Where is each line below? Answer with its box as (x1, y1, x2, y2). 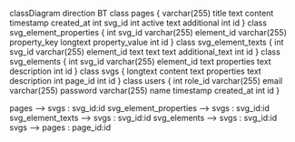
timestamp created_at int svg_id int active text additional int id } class (9, 17, 268, 28)
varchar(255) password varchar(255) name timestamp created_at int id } (9, 86, 280, 96)
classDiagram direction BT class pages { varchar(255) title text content (9, 8, 274, 18)
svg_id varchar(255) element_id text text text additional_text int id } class (9, 46, 281, 57)
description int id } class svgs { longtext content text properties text (9, 66, 261, 76)
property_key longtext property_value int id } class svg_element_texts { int (9, 36, 284, 47)
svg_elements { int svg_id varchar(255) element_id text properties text (9, 56, 271, 66)
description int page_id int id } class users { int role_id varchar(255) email (9, 76, 283, 86)
